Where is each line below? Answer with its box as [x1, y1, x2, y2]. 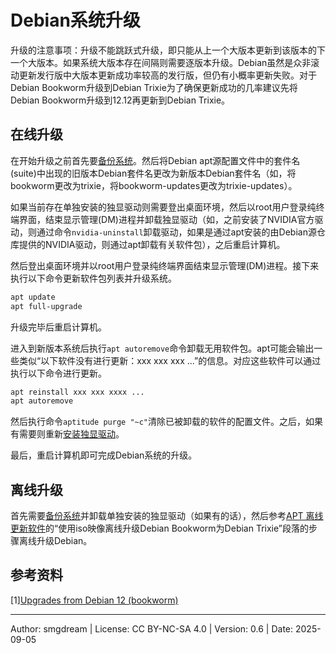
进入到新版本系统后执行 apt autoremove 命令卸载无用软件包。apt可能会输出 [10, 342, 315, 354]
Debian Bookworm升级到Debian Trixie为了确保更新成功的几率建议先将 [10, 81, 298, 93]
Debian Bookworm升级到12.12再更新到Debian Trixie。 [10, 94, 231, 106]
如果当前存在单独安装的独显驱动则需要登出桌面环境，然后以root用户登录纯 [10, 201, 317, 213]
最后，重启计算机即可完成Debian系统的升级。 [10, 449, 198, 461]
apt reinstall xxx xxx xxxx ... [10, 387, 145, 397]
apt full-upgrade [10, 301, 83, 311]
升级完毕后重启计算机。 [10, 321, 107, 333]
